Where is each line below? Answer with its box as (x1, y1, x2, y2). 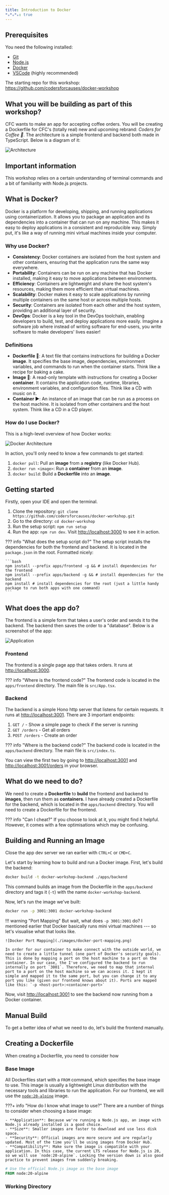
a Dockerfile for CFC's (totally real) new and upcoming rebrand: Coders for (5, 127, 161, 133)
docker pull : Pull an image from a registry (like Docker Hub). (12, 460, 140, 466)
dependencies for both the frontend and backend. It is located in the (5, 544, 147, 550)
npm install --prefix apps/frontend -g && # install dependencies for (5, 564, 157, 569)
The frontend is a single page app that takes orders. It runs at (5, 662, 133, 668)
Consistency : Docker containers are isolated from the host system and (12, 254, 160, 260)
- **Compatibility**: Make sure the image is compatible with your (5, 1144, 150, 1150)
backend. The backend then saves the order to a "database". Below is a (5, 623, 154, 629)
